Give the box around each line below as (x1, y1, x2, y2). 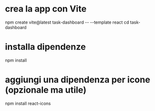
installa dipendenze (5, 42, 86, 53)
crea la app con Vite (5, 3, 87, 14)
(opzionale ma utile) (5, 84, 87, 96)
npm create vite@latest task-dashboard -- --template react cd (5, 19, 129, 25)
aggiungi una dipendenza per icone (5, 74, 151, 85)
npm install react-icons (5, 100, 51, 106)
